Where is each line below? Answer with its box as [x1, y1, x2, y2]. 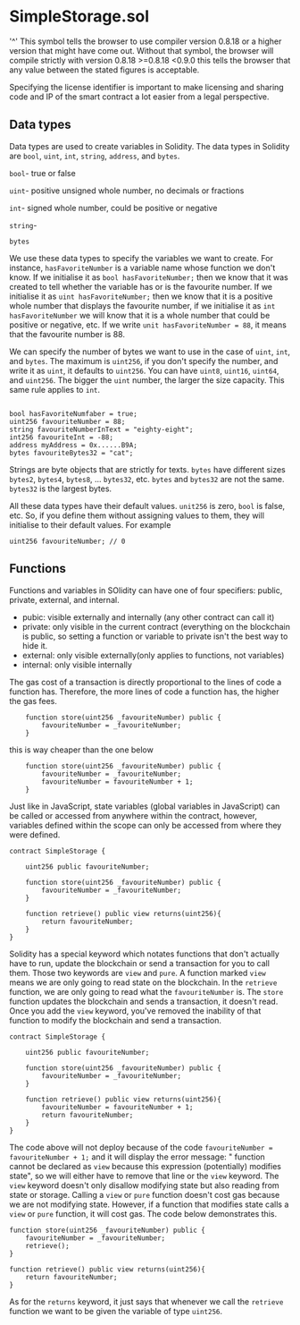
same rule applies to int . [9, 384, 101, 395]
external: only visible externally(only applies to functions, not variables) [21, 650, 285, 660]
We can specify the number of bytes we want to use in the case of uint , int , [9, 346, 291, 357]
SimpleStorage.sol [9, 6, 150, 27]
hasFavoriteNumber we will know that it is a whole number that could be [9, 310, 271, 320]
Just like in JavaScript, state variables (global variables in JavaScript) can [9, 801, 280, 811]
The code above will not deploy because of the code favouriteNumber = [9, 1142, 273, 1152]
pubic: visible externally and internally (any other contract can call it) [21, 611, 275, 623]
